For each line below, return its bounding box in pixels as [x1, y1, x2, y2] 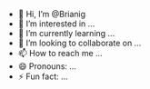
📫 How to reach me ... [17, 48, 103, 58]
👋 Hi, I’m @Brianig [17, 9, 86, 19]
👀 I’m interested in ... [17, 18, 95, 29]
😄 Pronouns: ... [17, 61, 77, 72]
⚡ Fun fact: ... [17, 71, 68, 82]
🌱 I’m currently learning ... [17, 28, 115, 38]
